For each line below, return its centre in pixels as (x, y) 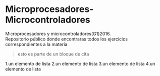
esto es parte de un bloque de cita (53, 54)
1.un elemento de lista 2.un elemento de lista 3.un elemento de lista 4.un (80, 63)
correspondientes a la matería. (37, 44)
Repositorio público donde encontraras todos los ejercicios (66, 39)
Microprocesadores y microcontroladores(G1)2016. (58, 33)
